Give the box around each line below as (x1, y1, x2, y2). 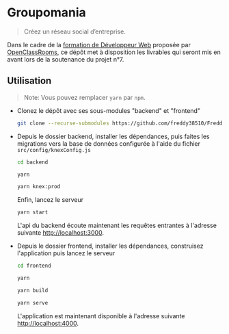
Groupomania (7, 5, 87, 21)
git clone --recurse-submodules (16, 120, 109, 127)
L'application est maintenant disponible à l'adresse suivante (16, 311, 185, 320)
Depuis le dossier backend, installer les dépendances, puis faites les (16, 132, 210, 140)
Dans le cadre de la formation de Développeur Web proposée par (7, 40, 191, 49)
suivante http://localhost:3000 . (16, 229, 105, 237)
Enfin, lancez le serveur (16, 196, 84, 204)
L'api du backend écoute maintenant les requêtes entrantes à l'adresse (16, 221, 217, 230)
